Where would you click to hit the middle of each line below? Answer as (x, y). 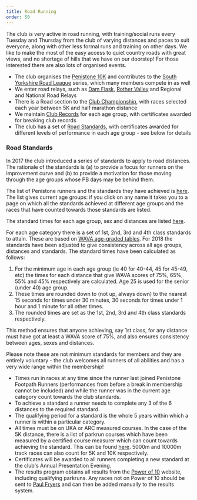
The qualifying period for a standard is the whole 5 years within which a (101, 415)
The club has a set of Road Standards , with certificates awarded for (96, 126)
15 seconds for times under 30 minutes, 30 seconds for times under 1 (98, 300)
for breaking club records (45, 120)
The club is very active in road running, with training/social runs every (91, 34)
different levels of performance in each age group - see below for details (103, 132)
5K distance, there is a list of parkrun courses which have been (91, 434)
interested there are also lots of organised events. (66, 65)
